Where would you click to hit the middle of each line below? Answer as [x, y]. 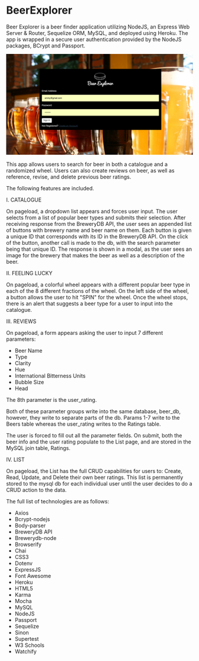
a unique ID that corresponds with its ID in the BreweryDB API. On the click [97, 236]
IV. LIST [15, 459]
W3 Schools [30, 645]
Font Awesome [33, 576]
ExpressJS [28, 569]
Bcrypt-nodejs [32, 519]
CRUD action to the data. [36, 490]
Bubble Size [29, 382]
